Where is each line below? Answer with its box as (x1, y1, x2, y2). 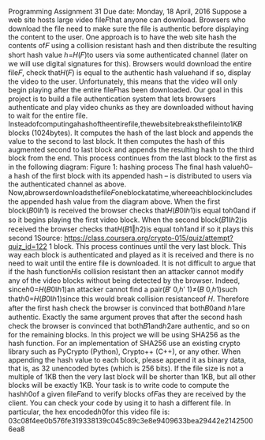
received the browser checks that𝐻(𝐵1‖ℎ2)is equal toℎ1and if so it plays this (8, 224, 254, 234)
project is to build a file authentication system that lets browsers (8, 94, 216, 103)
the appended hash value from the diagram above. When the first (8, 197, 221, 206)
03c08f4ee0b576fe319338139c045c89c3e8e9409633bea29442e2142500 (8, 416, 254, 425)
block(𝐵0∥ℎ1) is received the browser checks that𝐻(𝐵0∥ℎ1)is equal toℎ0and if (8, 205, 256, 215)
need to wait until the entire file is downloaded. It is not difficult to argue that (8, 258, 256, 268)
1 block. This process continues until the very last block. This (48, 242, 247, 251)
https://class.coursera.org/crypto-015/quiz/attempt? (64, 233, 234, 243)
